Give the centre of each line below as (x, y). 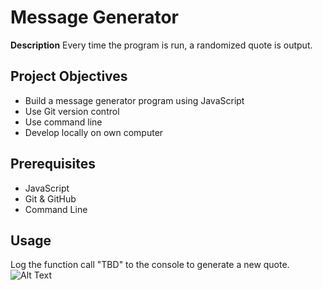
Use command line (63, 122)
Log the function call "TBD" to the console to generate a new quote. (150, 265)
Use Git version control (72, 111)
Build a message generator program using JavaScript (134, 100)
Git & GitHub (50, 198)
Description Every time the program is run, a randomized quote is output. (161, 45)
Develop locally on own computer (94, 132)
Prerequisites (53, 164)
